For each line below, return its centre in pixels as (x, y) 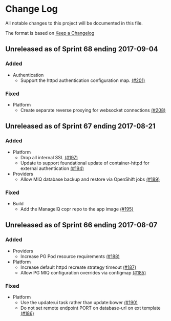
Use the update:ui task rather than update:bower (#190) (79, 302)
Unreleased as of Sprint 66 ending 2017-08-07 (81, 225)
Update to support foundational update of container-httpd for (85, 163)
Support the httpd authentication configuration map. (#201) (83, 80)
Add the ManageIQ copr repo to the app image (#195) (77, 209)
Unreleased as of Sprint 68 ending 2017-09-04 (82, 49)
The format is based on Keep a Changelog (50, 33)
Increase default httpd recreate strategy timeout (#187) (78, 267)
